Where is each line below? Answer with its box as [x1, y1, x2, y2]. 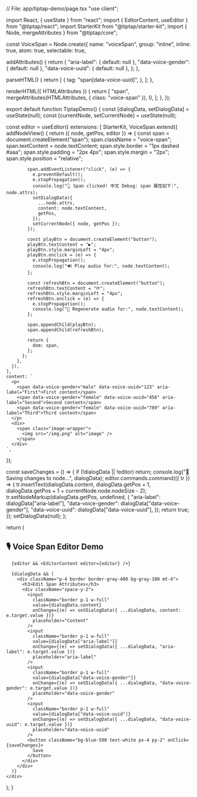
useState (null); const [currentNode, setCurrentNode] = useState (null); [6, 112, 177, 119]
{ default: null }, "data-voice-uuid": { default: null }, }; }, [6, 65, 140, 72]
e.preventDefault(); [32, 172, 83, 177]
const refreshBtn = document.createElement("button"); [27, 280, 166, 286]
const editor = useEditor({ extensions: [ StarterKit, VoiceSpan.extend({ [6, 123, 178, 130]
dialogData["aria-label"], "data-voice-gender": [6, 500, 120, 507]
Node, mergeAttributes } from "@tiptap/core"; [6, 29, 118, 36]
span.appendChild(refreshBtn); [27, 327, 105, 333]
